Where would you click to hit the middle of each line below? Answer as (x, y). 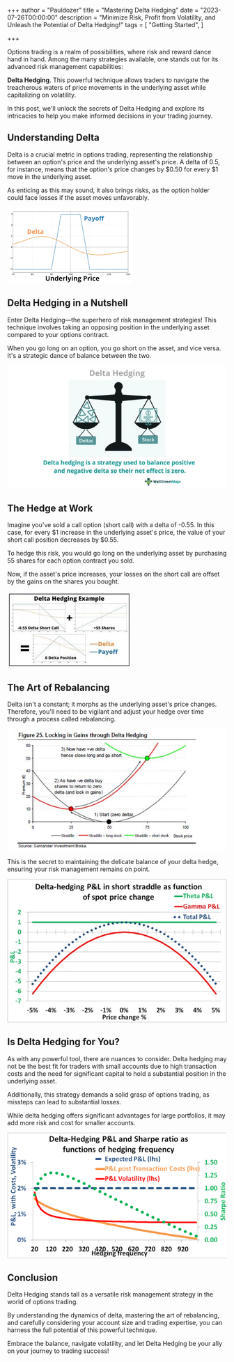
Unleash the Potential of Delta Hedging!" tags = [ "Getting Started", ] (106, 25)
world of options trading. (42, 1302)
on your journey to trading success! (58, 1351)
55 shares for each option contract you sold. (71, 561)
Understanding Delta (53, 138)
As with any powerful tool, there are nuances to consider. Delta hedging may (117, 1058)
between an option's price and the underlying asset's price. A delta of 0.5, (114, 162)
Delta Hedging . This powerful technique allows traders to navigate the (108, 80)
